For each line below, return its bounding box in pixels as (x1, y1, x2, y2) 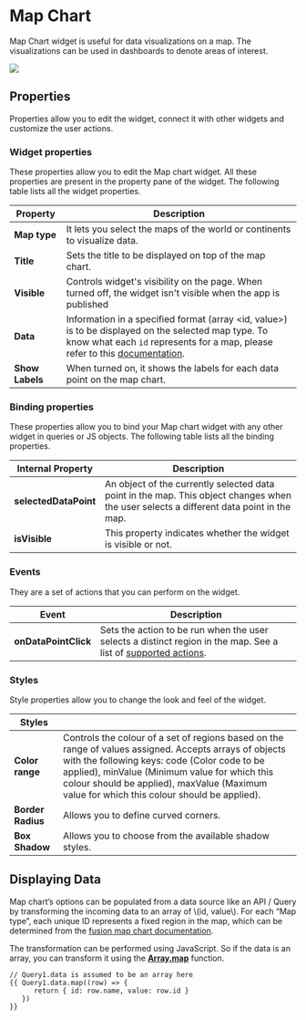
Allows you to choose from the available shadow (63, 829, 270, 842)
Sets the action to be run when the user (99, 623, 269, 636)
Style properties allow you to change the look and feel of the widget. (9, 694, 267, 705)
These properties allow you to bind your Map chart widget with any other (9, 422, 283, 432)
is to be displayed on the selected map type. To (66, 325, 269, 338)
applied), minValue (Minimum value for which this (63, 765, 274, 778)
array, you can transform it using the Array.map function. (9, 952, 225, 963)
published (66, 298, 109, 311)
